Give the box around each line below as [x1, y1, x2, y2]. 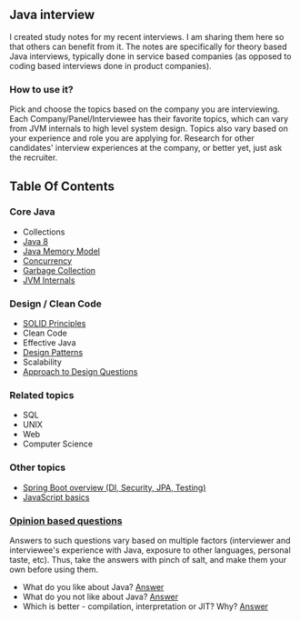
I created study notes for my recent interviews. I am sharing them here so [9, 31, 285, 42]
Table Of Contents [9, 178, 115, 194]
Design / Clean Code [9, 297, 102, 310]
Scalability [22, 356, 62, 367]
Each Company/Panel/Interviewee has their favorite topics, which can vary [9, 114, 289, 125]
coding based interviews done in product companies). [9, 60, 212, 71]
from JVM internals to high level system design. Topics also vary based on [9, 123, 288, 135]
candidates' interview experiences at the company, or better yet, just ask [9, 143, 283, 154]
